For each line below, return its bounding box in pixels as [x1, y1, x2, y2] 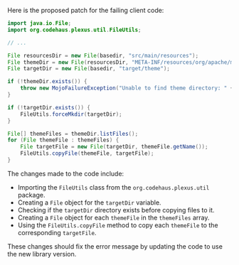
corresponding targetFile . [17, 228, 97, 237]
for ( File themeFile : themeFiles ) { [7, 136, 119, 144]
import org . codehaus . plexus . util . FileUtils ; [7, 26, 142, 33]
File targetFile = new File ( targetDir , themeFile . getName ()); [20, 144, 208, 151]
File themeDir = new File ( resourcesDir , [7, 58, 129, 66]
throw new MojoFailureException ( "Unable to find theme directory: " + [20, 85, 234, 92]
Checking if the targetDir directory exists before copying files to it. [17, 205, 215, 214]
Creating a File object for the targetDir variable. [17, 198, 161, 207]
